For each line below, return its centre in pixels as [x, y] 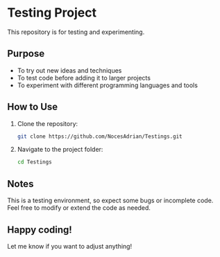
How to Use [33, 107]
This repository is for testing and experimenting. [76, 32]
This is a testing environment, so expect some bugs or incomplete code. [110, 201]
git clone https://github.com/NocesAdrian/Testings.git [100, 136]
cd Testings [34, 162]
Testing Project [52, 13]
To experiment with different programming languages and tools [107, 85]
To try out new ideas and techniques [69, 70]
